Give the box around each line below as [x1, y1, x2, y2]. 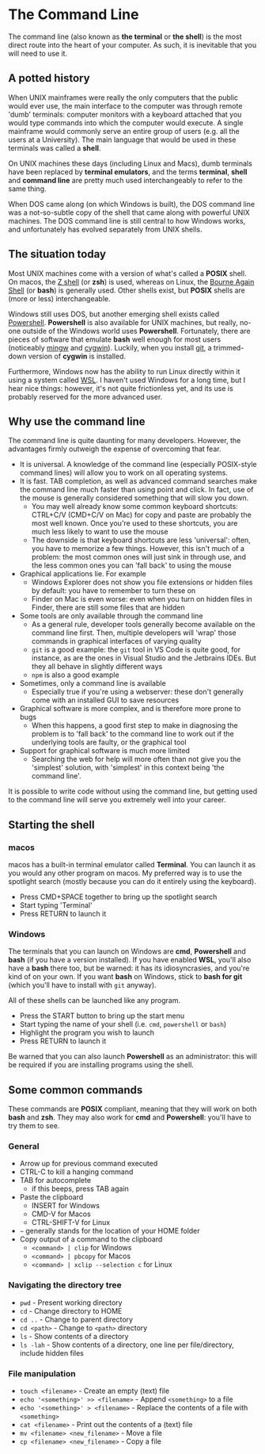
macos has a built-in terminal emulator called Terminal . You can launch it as [8, 860, 256, 870]
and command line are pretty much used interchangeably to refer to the [8, 175, 243, 185]
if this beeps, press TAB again [31, 1184, 129, 1194]
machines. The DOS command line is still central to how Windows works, [8, 216, 246, 225]
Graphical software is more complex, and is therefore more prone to [19, 704, 241, 714]
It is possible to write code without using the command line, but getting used [8, 786, 258, 796]
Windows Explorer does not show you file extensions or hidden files [31, 577, 253, 587]
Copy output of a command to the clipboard [19, 1234, 163, 1244]
